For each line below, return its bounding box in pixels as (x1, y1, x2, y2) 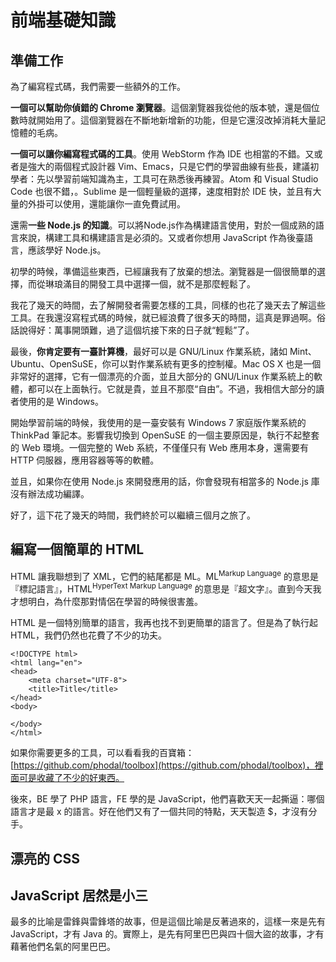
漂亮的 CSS (10, 850, 81, 867)
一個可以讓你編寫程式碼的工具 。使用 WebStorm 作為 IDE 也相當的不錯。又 (10, 148, 315, 160)
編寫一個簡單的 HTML (10, 541, 145, 558)
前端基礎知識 (10, 9, 117, 32)
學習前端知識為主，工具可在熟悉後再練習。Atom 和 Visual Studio (53, 173, 319, 185)
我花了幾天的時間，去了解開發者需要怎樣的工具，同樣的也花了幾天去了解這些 (10, 299, 326, 311)
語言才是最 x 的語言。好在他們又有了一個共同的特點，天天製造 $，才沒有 (10, 806, 309, 818)
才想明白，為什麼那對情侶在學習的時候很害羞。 (10, 596, 203, 608)
